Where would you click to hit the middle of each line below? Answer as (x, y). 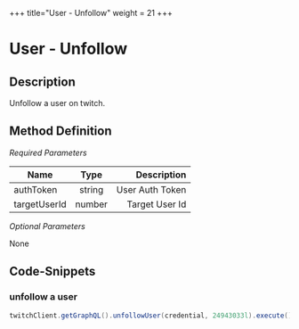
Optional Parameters (48, 226)
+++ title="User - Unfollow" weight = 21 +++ (91, 13)
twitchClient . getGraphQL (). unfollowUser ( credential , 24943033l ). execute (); (153, 316)
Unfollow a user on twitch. (57, 103)
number (92, 204)
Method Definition (61, 132)
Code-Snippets (53, 271)
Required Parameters (48, 152)
